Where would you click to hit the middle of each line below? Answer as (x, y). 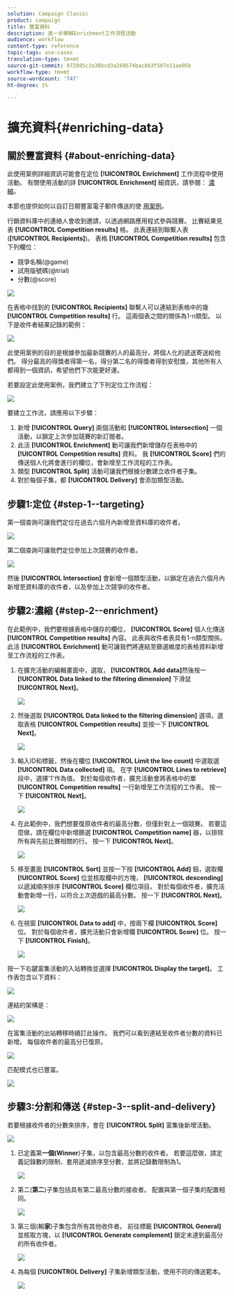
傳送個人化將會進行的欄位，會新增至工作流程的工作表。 (96, 463)
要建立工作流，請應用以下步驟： (53, 413)
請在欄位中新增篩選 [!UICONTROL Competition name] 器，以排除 (130, 832)
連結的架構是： (29, 1005)
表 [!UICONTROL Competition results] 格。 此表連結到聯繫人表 (98, 230)
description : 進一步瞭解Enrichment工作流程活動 (72, 33)
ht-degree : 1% (28, 85)
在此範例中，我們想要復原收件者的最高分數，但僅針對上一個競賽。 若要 (119, 824)
